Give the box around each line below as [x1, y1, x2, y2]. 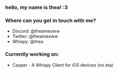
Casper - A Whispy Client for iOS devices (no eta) [12, 62, 114, 68]
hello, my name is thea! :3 [5, 4, 68, 11]
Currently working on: [5, 51, 59, 58]
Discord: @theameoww [12, 28, 60, 34]
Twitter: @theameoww [12, 33, 58, 39]
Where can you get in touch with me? [5, 17, 96, 24]
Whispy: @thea [12, 39, 43, 45]
